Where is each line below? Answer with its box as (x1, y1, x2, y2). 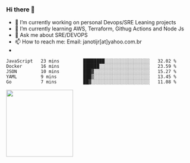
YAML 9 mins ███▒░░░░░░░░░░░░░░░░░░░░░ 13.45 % (6, 74, 177, 80)
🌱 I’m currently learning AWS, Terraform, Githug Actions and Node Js (14, 25, 184, 32)
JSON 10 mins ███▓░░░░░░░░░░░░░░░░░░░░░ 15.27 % (6, 68, 177, 75)
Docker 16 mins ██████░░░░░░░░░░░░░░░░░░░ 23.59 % (6, 64, 177, 70)
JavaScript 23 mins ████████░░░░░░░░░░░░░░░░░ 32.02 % (6, 58, 177, 64)
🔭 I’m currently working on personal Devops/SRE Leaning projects (14, 19, 176, 26)
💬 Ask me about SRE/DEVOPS (14, 32, 88, 39)
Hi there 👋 (6, 5, 36, 14)
